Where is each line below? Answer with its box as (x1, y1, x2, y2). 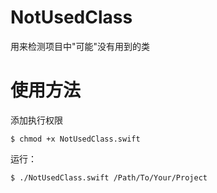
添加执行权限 (10, 114, 63, 126)
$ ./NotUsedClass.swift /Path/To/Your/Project (10, 172, 208, 183)
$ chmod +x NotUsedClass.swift (10, 134, 141, 144)
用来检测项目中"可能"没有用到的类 (10, 40, 151, 52)
